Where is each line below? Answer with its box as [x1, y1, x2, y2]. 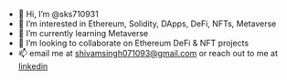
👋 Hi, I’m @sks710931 [17, 9, 99, 19]
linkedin [17, 61, 48, 72]
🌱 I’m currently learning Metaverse [17, 28, 149, 38]
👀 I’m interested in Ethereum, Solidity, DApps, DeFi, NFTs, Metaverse [17, 18, 277, 29]
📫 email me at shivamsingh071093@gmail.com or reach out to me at [17, 48, 279, 58]
